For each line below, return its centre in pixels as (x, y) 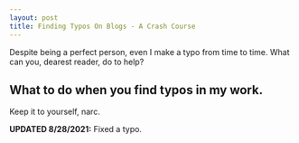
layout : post (34, 18)
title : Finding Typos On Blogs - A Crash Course (103, 26)
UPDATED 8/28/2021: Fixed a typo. (76, 129)
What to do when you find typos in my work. (136, 90)
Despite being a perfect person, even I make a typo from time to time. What (149, 52)
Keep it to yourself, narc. (55, 112)
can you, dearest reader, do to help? (77, 62)
